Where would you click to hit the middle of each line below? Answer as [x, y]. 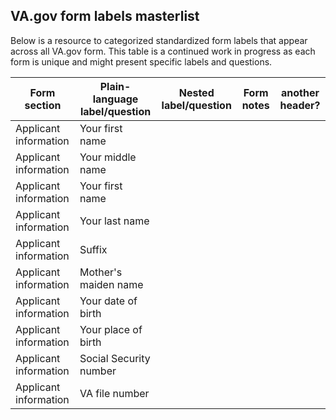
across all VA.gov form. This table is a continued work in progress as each [163, 51]
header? [300, 105]
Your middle [108, 157]
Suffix [93, 249]
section [43, 105]
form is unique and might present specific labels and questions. [141, 61]
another [300, 92]
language [115, 99]
